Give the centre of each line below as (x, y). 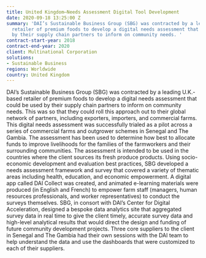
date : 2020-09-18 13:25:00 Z (44, 18)
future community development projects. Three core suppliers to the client (101, 229)
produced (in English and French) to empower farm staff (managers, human (102, 190)
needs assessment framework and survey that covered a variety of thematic (103, 170)
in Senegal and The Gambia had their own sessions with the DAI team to (97, 235)
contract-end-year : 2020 (38, 47)
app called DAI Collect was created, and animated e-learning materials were (102, 183)
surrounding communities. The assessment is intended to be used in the (97, 151)
